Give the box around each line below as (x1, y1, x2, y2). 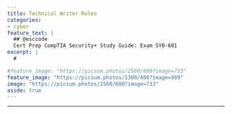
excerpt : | (7, 49, 39, 56)
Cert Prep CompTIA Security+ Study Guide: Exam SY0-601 (13, 42, 177, 49)
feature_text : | (7, 29, 54, 37)
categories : (7, 17, 41, 23)
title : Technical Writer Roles (7, 10, 97, 17)
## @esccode (13, 36, 48, 43)
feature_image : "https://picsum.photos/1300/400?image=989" (7, 74, 184, 81)
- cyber (7, 23, 30, 30)
